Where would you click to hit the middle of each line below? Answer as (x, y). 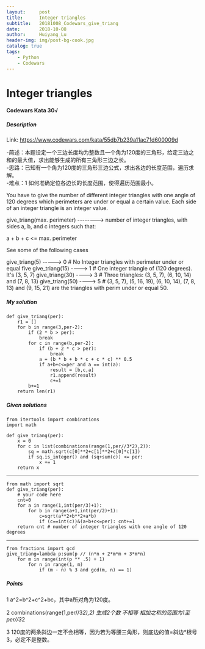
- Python (28, 57)
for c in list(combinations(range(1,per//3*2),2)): (84, 446)
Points (15, 583)
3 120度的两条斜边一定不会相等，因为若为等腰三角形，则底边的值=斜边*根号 (102, 632)
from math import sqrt (35, 484)
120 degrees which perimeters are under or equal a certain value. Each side (101, 201)
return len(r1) (37, 391)
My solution (22, 302)
